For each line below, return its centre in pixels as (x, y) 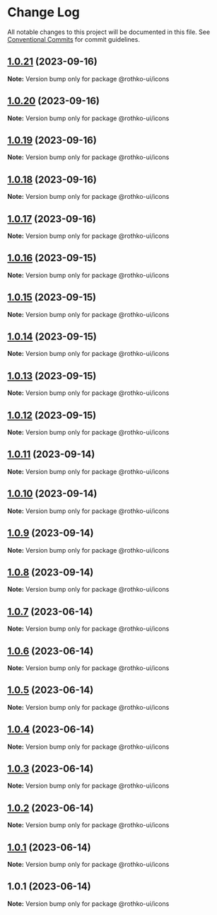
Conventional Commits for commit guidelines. (74, 39)
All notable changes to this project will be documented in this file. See (109, 32)
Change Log (43, 12)
